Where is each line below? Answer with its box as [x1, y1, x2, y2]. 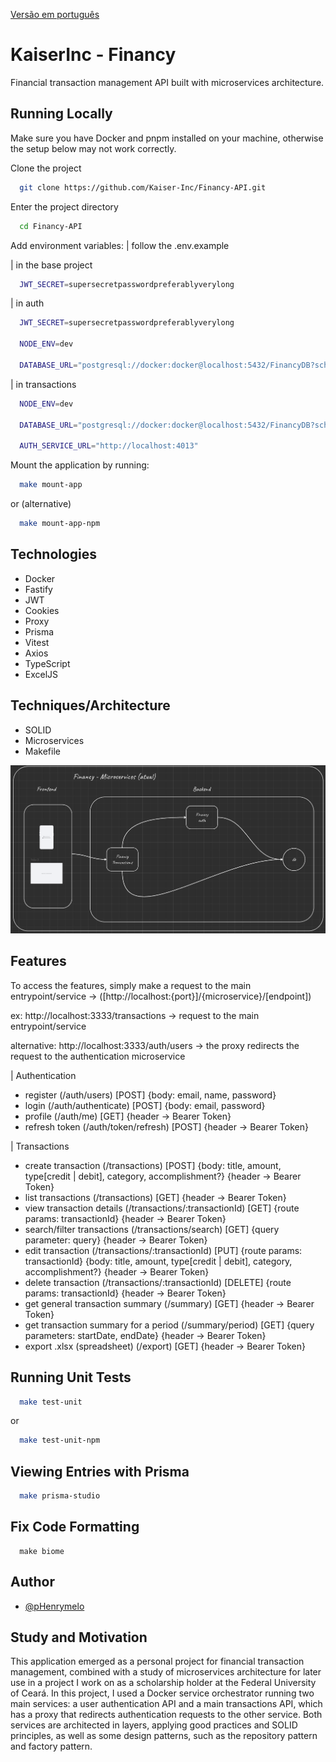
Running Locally [10, 105, 113, 123]
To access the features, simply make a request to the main [10, 979, 252, 991]
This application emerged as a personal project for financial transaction [10, 1655, 305, 1668]
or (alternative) [10, 498, 72, 509]
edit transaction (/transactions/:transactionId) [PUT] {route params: [24, 1244, 303, 1256]
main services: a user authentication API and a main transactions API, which [10, 1698, 323, 1710]
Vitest [24, 636, 50, 648]
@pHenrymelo [24, 1600, 85, 1612]
